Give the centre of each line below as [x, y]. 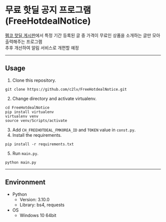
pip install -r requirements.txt [40, 144]
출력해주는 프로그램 [24, 41]
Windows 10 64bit [38, 215]
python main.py [21, 162]
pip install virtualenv [30, 112]
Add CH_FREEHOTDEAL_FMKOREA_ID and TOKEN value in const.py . [74, 130]
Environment [25, 182]
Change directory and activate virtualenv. [54, 98]
